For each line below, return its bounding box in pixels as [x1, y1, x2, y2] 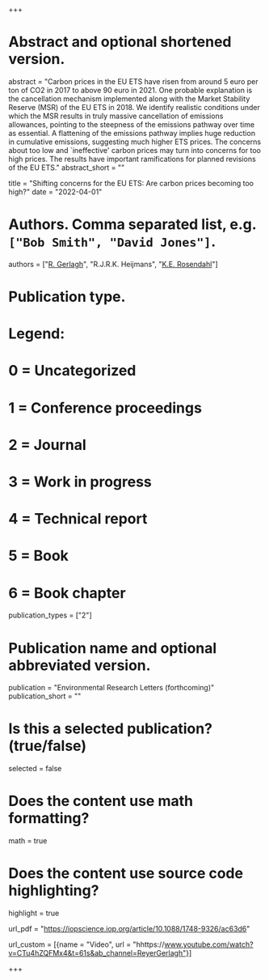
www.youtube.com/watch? [164, 940, 254, 949]
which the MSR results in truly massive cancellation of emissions [8, 111, 224, 121]
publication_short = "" [8, 691, 82, 701]
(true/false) [8, 737, 87, 755]
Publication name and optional [8, 638, 217, 657]
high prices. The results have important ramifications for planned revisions [8, 154, 256, 163]
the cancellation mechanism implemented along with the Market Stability [8, 94, 250, 104]
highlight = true [8, 908, 60, 918]
